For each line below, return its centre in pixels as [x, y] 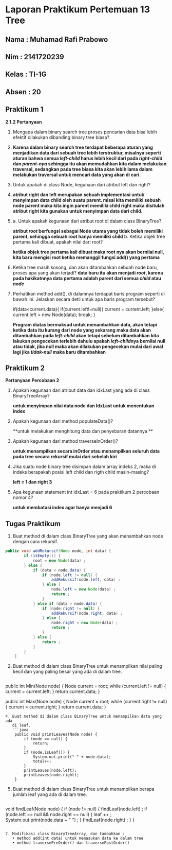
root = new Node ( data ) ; [59, 560]
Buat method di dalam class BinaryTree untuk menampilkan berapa [84, 789]
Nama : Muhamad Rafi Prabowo [57, 39]
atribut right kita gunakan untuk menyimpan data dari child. [78, 211]
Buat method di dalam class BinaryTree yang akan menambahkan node [88, 536]
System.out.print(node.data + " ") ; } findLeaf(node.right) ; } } [70, 820]
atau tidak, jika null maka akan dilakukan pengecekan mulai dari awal [88, 346]
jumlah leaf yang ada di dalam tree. [50, 794]
